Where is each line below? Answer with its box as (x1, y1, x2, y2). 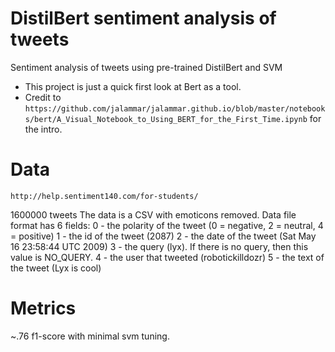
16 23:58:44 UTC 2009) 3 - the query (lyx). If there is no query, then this (10, 240, 309, 252)
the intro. (24, 123, 63, 135)
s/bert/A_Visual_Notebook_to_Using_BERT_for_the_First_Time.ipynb (24, 114, 308, 124)
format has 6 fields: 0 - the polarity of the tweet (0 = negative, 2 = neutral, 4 (10, 219, 324, 231)
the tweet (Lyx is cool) (10, 262, 102, 274)
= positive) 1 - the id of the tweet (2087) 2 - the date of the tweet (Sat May (10, 230, 317, 242)
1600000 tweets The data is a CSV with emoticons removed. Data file (10, 208, 297, 221)
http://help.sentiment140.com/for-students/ (10, 191, 199, 201)
